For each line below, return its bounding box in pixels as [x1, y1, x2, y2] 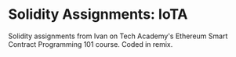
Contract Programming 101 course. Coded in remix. [8, 39, 173, 48]
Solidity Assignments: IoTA [8, 5, 188, 23]
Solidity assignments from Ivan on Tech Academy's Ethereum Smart [8, 31, 228, 41]
